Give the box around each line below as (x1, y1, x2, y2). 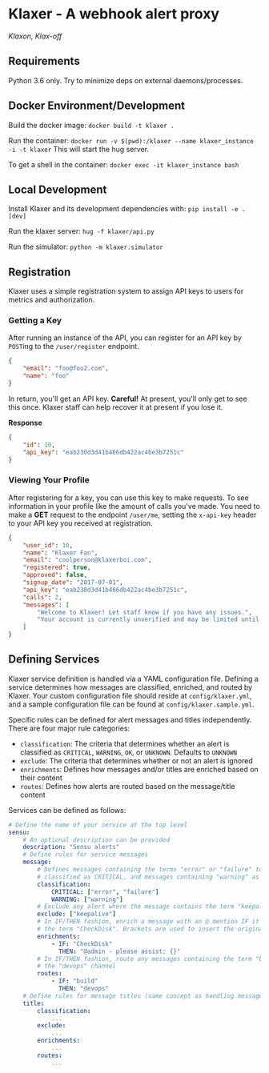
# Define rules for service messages (22, 851, 149, 859)
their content (19, 773, 62, 783)
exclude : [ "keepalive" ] (37, 910, 116, 919)
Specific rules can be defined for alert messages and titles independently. (8, 715, 252, 724)
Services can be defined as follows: (8, 805, 126, 815)
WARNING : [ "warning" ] (50, 895, 124, 903)
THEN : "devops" (58, 985, 110, 993)
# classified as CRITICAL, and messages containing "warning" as (37, 873, 260, 881)
